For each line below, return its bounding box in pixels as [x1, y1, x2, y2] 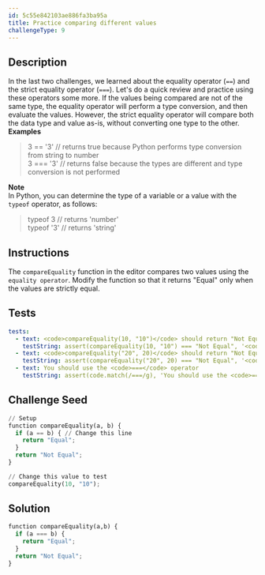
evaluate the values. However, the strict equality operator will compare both [8, 110, 254, 119]
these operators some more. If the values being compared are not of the [8, 93, 243, 103]
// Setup [8, 414, 37, 423]
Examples [8, 127, 42, 137]
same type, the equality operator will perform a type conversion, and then [8, 102, 248, 111]
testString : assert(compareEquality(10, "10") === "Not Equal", [22, 342, 238, 350]
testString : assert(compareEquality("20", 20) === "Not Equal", [22, 357, 238, 365]
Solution [8, 502, 50, 516]
